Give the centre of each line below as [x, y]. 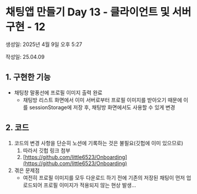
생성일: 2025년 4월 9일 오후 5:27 [44, 44]
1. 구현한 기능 [28, 77]
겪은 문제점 [27, 170]
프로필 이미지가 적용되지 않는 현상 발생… [90, 185]
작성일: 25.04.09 [25, 57]
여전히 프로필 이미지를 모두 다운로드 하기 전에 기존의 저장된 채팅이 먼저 [104, 177]
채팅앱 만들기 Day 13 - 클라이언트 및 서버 [98, 12]
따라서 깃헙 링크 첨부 [47, 150]
